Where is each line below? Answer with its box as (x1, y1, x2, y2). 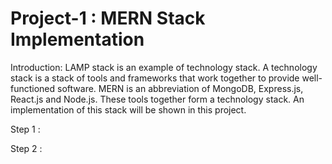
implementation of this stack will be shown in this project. (10, 103, 247, 116)
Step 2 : (10, 142, 43, 154)
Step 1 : (10, 123, 41, 135)
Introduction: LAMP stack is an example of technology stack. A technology (10, 61, 318, 73)
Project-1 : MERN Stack (10, 7, 206, 30)
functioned (10, 82, 56, 94)
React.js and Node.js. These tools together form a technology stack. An (10, 93, 305, 105)
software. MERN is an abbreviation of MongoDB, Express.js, (57, 82, 304, 94)
